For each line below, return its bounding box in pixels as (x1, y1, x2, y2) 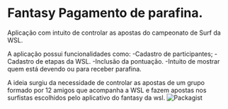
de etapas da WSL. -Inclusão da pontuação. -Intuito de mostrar (35, 57, 220, 65)
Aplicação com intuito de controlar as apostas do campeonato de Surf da (7, 28, 221, 37)
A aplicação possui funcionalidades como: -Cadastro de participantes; (7, 50, 213, 58)
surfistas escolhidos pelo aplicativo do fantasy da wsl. (7, 93, 166, 102)
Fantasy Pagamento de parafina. (7, 5, 203, 21)
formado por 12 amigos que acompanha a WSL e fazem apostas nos (7, 86, 207, 94)
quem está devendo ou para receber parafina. (7, 64, 142, 73)
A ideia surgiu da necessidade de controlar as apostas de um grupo (7, 78, 205, 86)
